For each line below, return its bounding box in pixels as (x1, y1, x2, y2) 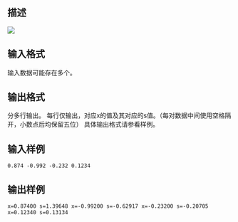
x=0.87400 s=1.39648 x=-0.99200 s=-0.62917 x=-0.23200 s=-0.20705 (7, 203, 209, 210)
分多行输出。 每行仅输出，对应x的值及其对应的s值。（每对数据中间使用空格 (7, 111, 225, 120)
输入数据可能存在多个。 (7, 68, 76, 77)
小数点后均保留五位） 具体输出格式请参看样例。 (19, 120, 159, 129)
